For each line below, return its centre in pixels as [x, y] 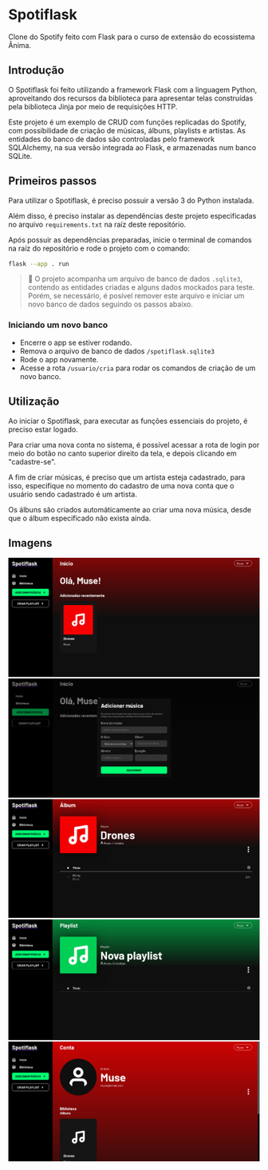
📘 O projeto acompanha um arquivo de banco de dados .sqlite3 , [135, 279]
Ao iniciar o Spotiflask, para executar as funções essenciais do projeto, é [128, 421]
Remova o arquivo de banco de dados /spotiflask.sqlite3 [117, 351]
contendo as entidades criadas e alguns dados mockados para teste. [141, 287]
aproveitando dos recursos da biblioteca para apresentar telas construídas [131, 98]
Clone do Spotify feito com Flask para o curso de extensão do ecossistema [132, 37]
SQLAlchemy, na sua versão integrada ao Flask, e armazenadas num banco [132, 147]
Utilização [34, 402]
